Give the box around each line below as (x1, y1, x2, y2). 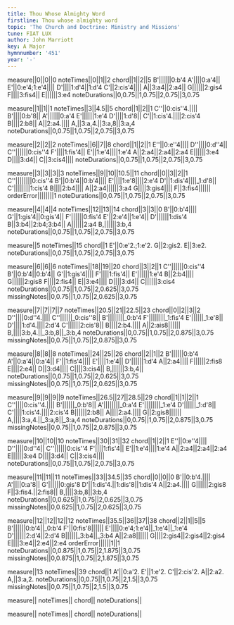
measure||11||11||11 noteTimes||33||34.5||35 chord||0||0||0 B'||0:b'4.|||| (7, 473, 211, 481)
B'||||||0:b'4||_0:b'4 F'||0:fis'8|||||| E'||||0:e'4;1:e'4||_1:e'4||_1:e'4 (7, 524, 188, 532)
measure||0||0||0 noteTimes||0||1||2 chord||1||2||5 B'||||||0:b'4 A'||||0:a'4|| (7, 75, 221, 84)
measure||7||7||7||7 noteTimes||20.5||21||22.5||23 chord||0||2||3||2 (7, 306, 201, 314)
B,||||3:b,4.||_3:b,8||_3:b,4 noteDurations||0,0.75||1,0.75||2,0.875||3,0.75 (7, 328, 214, 337)
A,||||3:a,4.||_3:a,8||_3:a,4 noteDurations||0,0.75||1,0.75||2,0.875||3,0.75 (7, 415, 214, 423)
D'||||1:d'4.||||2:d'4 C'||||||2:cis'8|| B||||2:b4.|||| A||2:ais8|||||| (7, 321, 181, 329)
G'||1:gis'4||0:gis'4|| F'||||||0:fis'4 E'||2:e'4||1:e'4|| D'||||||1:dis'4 (7, 212, 188, 221)
